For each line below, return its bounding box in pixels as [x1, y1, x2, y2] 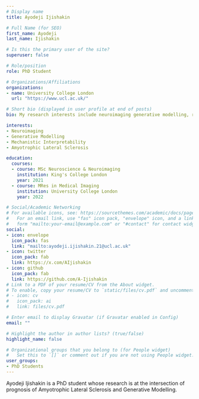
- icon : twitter [6, 248, 46, 255]
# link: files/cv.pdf [6, 304, 65, 310]
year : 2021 [17, 177, 44, 183]
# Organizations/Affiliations [6, 79, 81, 85]
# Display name [6, 8, 44, 15]
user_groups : [6, 358, 38, 364]
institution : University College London [17, 188, 118, 194]
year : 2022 [17, 194, 44, 200]
